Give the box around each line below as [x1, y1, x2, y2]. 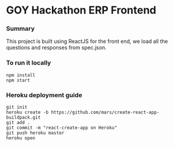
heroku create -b [6, 109, 49, 115]
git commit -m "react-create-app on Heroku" [6, 125, 117, 131]
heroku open [6, 135, 35, 141]
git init [6, 104, 28, 111]
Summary [6, 25, 35, 33]
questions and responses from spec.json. [6, 44, 107, 51]
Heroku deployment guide [6, 91, 83, 99]
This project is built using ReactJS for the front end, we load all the [6, 38, 168, 45]
